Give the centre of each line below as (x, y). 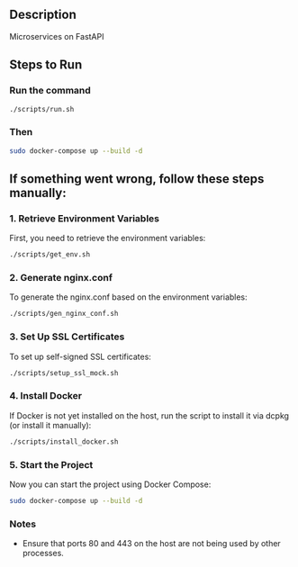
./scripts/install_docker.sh (64, 441)
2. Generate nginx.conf (61, 278)
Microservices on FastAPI (57, 36)
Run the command (50, 91)
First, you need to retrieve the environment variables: (108, 238)
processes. (43, 553)
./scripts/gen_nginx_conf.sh (64, 314)
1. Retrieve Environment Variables (85, 218)
